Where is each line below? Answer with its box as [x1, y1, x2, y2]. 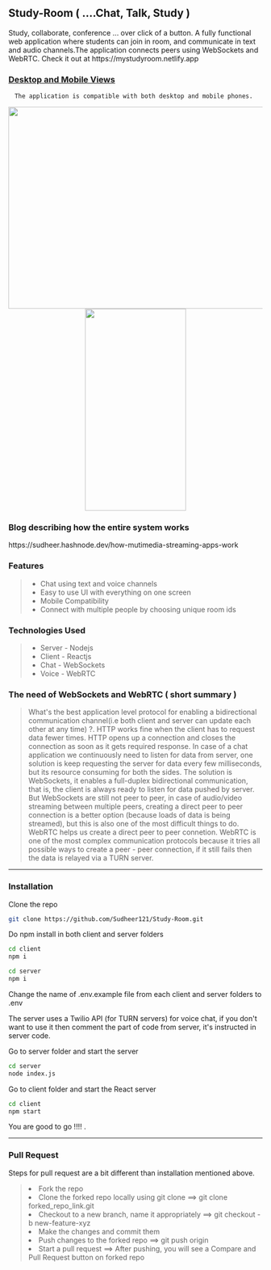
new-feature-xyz [35, 1217, 91, 1227]
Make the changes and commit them [38, 1226, 160, 1236]
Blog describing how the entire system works [8, 522, 190, 533]
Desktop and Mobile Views [8, 74, 115, 85]
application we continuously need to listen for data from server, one [27, 751, 253, 760]
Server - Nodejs [40, 643, 94, 653]
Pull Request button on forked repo [27, 1252, 145, 1262]
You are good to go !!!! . [8, 1122, 86, 1132]
